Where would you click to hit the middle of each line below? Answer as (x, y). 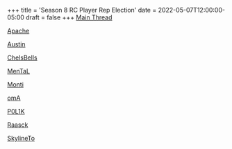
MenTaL (18, 71)
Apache (18, 31)
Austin (16, 44)
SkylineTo (21, 138)
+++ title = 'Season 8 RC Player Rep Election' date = (82, 10)
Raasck (18, 125)
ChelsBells (22, 58)
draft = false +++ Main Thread (69, 17)
